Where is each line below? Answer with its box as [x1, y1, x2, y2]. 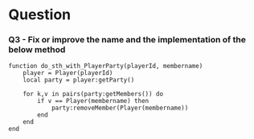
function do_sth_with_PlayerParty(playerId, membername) [8, 62, 203, 70]
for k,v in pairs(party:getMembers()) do [23, 90, 163, 98]
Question [8, 6, 71, 24]
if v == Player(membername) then [37, 97, 150, 105]
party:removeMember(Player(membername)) [51, 104, 189, 113]
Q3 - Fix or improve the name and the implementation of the [8, 34, 247, 46]
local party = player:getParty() [23, 76, 135, 85]
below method [8, 44, 66, 55]
